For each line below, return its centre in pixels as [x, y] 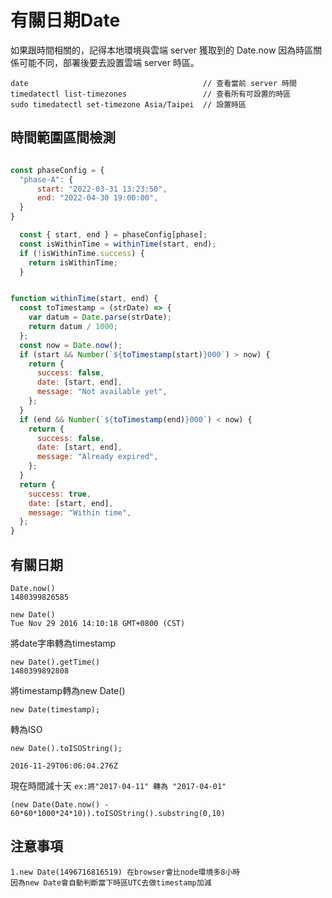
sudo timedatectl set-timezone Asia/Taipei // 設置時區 [128, 104]
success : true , [60, 494]
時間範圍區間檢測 [63, 137]
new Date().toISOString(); [66, 748]
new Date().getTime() [55, 662]
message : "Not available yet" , [102, 392]
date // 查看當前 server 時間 [153, 83]
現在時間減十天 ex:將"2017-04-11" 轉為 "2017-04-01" [118, 785]
